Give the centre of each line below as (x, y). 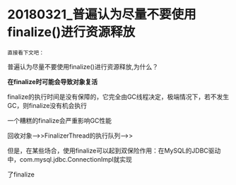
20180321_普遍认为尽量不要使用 (102, 14)
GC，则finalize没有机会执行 (47, 105)
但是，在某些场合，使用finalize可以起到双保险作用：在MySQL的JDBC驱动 (114, 150)
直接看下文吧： (26, 53)
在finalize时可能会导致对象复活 (52, 81)
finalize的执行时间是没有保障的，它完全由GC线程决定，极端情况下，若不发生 (118, 97)
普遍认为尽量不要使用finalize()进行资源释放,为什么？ (83, 66)
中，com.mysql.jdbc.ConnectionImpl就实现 (70, 159)
